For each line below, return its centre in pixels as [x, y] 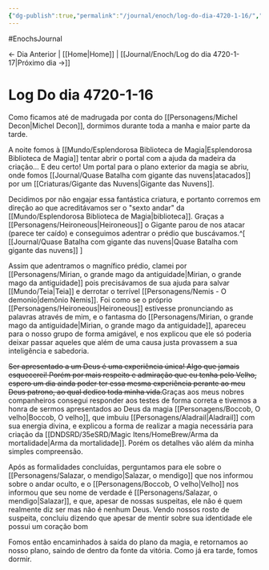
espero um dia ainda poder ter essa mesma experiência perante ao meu [127, 383]
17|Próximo [27, 62]
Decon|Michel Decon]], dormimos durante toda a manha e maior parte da [129, 126]
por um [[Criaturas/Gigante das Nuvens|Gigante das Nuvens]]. [111, 183]
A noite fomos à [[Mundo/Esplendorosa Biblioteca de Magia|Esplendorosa [130, 150]
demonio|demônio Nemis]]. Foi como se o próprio [90, 299]
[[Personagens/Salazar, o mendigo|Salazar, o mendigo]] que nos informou [131, 475]
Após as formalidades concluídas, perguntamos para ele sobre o [115, 467]
